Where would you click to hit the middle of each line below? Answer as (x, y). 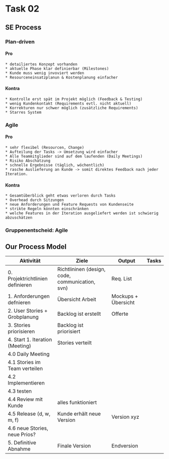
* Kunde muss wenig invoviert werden (45, 73)
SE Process (23, 27)
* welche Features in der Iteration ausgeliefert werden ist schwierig (82, 213)
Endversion (125, 445)
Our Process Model (36, 247)
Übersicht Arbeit (77, 299)
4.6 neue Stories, (28, 428)
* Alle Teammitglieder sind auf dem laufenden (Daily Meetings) (74, 156)
